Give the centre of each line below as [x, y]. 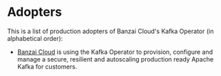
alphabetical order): [35, 38]
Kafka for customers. [47, 66]
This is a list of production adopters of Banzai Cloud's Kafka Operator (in [110, 31]
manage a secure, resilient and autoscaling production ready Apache [115, 59]
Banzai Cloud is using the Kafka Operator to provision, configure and [115, 52]
